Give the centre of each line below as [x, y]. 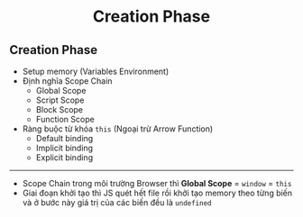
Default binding [64, 138]
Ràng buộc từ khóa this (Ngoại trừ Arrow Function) [118, 129]
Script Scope [60, 100]
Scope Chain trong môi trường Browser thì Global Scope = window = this [157, 183]
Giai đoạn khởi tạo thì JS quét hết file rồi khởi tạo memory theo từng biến [157, 193]
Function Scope [65, 119]
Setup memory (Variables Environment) [96, 71]
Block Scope [60, 109]
